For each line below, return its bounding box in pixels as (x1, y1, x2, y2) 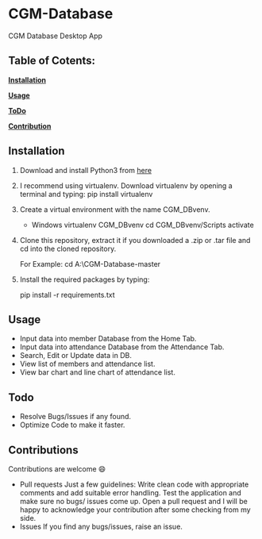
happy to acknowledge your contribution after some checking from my (19, 505, 252, 514)
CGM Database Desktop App (8, 31, 103, 40)
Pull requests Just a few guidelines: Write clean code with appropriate (19, 479, 249, 489)
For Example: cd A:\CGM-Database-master (19, 259, 161, 268)
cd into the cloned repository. (19, 244, 117, 253)
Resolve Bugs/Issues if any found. (19, 412, 132, 422)
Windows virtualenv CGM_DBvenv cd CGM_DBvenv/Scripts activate (31, 220, 254, 229)
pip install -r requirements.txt (19, 290, 115, 299)
